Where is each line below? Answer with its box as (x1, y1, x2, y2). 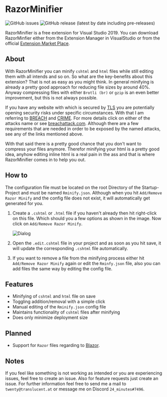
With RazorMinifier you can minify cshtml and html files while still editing (5, 68, 154, 74)
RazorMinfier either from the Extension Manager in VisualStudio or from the (5, 35, 161, 41)
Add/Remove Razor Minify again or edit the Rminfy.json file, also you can (12, 260, 161, 266)
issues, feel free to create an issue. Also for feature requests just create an (5, 375, 159, 381)
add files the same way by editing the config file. (12, 265, 113, 271)
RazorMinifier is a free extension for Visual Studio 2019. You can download (5, 29, 159, 35)
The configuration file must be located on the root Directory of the (5, 184, 141, 190)
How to (5, 171, 28, 179)
